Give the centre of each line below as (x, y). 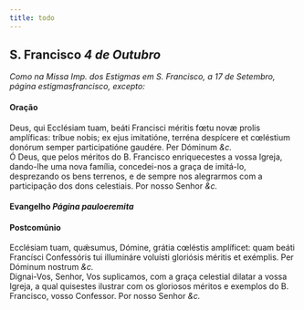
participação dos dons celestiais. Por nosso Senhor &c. (114, 186)
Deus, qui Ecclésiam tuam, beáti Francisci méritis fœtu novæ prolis (135, 128)
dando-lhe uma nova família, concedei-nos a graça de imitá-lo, (128, 166)
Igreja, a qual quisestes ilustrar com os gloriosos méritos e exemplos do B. (149, 286)
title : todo (32, 18)
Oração (24, 108)
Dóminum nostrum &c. (52, 267)
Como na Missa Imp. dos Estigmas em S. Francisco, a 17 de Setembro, (142, 77)
